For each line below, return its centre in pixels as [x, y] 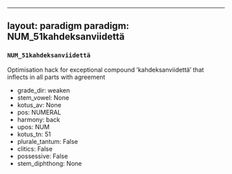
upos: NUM [33, 127]
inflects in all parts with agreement [56, 77]
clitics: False [35, 149]
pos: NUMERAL [39, 112]
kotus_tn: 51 [34, 134]
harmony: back [39, 119]
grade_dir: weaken [43, 90]
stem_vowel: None [43, 98]
